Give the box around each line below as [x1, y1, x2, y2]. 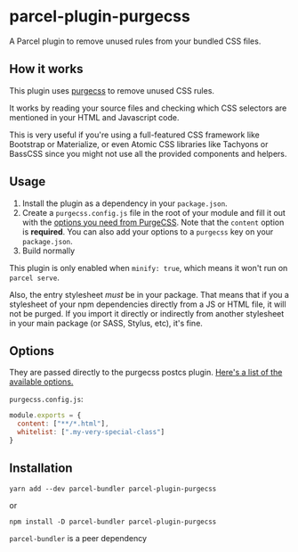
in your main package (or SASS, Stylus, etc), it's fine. [9, 317, 203, 328]
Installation [9, 461, 73, 476]
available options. [9, 376, 74, 387]
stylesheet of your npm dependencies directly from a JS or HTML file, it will [9, 299, 286, 309]
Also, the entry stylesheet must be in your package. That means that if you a [9, 289, 289, 300]
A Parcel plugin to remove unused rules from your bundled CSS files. [9, 36, 262, 46]
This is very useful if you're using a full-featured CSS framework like [9, 129, 261, 140]
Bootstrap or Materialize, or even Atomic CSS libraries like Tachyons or [9, 138, 269, 149]
